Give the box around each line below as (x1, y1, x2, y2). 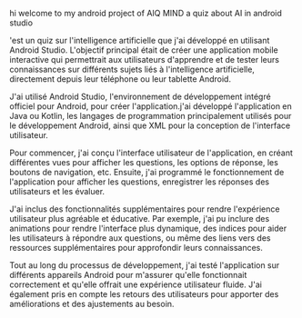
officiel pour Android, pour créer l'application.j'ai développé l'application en (9, 101, 293, 112)
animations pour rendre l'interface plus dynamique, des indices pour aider (9, 223, 287, 234)
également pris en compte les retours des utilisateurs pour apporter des (9, 289, 279, 299)
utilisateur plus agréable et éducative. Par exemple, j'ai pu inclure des (9, 214, 270, 224)
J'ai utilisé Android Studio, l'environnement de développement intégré (9, 91, 271, 102)
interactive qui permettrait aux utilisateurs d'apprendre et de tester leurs (9, 55, 280, 65)
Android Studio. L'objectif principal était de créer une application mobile (9, 45, 279, 55)
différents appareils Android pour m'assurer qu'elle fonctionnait (9, 270, 247, 280)
